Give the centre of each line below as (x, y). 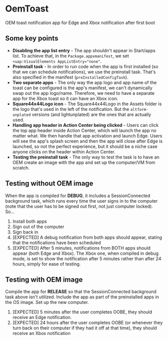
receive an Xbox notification (41, 333)
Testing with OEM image (44, 280)
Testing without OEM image (49, 184)
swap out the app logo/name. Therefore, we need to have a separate (83, 93)
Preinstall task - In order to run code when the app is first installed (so (86, 66)
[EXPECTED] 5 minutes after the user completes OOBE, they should (82, 312)
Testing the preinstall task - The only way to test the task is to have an (86, 157)
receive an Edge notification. (42, 317)
